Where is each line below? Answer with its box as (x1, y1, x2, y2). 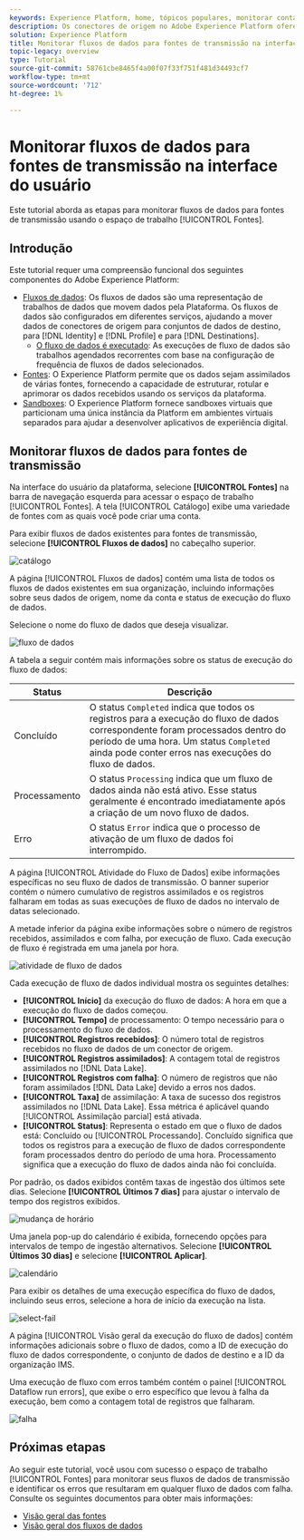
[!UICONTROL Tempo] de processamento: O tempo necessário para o (22, 1015, 285, 1026)
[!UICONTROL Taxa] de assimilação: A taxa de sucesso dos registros (22, 1092, 281, 1103)
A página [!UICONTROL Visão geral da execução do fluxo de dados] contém (9, 1330, 294, 1341)
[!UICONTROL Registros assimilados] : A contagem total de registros (22, 1053, 280, 1064)
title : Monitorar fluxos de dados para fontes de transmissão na (9, 38, 261, 48)
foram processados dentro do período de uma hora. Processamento (22, 1149, 277, 1161)
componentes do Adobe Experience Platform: (9, 274, 179, 286)
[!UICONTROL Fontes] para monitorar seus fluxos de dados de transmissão (9, 1473, 290, 1484)
